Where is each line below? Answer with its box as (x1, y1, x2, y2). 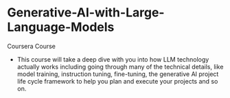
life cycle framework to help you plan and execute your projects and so (16, 77, 218, 85)
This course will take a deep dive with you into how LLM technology (16, 55, 209, 63)
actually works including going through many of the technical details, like (16, 62, 224, 71)
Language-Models (7, 19, 115, 35)
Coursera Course (7, 42, 56, 50)
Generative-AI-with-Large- (7, 5, 165, 21)
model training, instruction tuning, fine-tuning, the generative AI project (16, 70, 219, 78)
